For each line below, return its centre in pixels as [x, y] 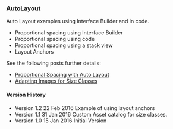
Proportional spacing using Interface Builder [69, 33]
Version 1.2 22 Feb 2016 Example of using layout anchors [85, 108]
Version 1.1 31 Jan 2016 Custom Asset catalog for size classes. [91, 114]
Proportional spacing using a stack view [64, 45]
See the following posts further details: [54, 63]
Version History [26, 95]
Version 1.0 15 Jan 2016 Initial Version [61, 121]
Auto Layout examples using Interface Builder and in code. [78, 21]
